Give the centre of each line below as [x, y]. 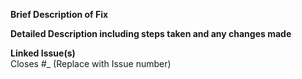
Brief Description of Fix [59, 14]
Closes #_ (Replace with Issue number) [91, 63]
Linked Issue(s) [43, 53]
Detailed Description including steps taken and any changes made [151, 33]
